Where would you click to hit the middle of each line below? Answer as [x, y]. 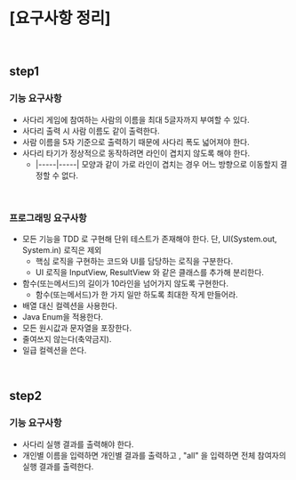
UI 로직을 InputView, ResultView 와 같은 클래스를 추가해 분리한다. [150, 272]
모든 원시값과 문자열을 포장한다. [76, 328]
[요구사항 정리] [60, 18]
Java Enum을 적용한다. [63, 316]
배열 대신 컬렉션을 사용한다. [70, 305]
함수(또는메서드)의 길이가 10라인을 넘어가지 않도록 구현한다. [125, 283]
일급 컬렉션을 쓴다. [54, 350]
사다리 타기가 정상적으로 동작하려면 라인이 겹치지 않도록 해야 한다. [136, 153]
